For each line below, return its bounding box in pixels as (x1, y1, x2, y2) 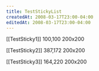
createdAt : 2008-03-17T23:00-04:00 (6, 14, 94, 20)
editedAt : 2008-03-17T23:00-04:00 (6, 19, 91, 25)
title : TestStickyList (6, 8, 62, 15)
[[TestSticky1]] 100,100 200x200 (6, 36, 84, 43)
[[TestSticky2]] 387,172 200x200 (6, 47, 85, 54)
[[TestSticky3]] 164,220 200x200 (6, 58, 87, 65)
